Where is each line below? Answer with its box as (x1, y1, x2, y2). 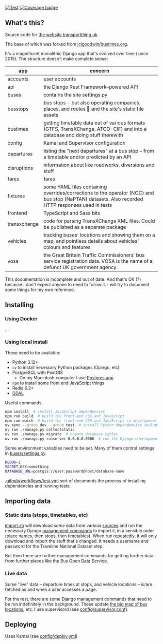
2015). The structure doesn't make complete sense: (5, 56, 108, 61)
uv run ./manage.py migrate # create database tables (5, 432, 118, 437)
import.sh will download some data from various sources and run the (5, 523, 143, 528)
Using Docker (5, 315, 38, 322)
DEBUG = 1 (5, 460, 21, 465)
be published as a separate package (43, 223, 126, 230)
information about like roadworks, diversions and (43, 161, 155, 168)
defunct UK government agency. (43, 264, 118, 271)
